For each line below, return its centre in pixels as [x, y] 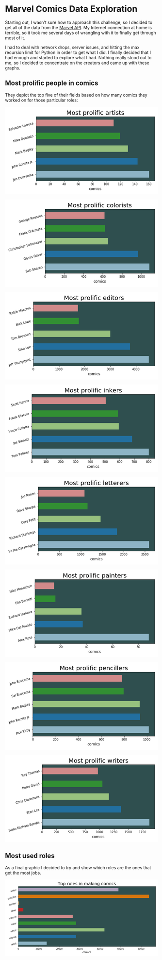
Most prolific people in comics [52, 83]
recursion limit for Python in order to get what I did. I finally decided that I [78, 52]
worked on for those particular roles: [42, 100]
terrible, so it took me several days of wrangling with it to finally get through [81, 33]
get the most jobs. [23, 873]
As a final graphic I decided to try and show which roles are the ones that [78, 867]
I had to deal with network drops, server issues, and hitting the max [72, 47]
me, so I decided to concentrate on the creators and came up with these [77, 63]
